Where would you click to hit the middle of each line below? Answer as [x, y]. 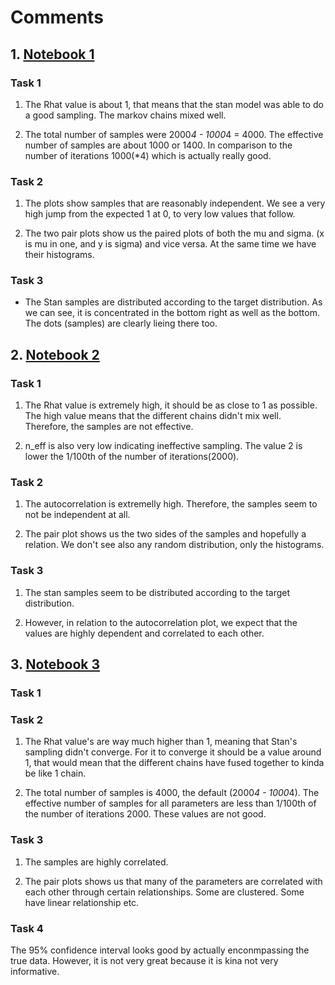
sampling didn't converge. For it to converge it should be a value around [173, 752]
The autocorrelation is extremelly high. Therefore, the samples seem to [171, 504]
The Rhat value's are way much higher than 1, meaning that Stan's [161, 742]
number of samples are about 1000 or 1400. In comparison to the [158, 145]
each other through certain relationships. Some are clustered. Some [164, 892]
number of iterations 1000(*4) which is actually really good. [148, 155]
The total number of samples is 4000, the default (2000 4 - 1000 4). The [172, 793]
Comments [57, 17]
